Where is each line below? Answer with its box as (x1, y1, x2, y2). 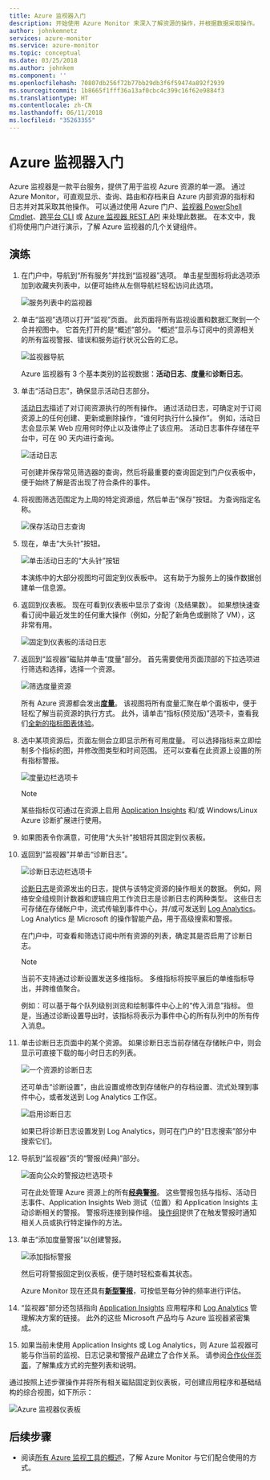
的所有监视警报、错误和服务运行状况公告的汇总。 (20, 334, 183, 344)
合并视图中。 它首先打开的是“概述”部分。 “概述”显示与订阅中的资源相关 (20, 325, 256, 334)
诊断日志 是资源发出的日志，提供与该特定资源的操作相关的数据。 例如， (20, 883, 255, 893)
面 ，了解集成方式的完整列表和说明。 (20, 1359, 141, 1370)
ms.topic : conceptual (9, 49, 82, 57)
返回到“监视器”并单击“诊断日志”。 (20, 849, 132, 859)
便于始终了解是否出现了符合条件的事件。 (20, 477, 155, 487)
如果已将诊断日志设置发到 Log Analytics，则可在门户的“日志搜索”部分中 (20, 1126, 257, 1135)
